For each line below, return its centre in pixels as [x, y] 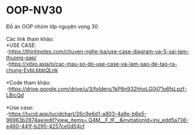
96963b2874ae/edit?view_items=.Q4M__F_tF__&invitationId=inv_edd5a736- [97, 120]
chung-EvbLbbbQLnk [32, 70]
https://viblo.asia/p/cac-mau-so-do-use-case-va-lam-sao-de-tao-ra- [93, 64]
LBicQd [15, 95]
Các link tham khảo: [30, 39]
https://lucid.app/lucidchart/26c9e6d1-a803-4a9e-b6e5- [78, 114]
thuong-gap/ [21, 58]
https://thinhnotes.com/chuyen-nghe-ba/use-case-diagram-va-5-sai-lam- [99, 51]
